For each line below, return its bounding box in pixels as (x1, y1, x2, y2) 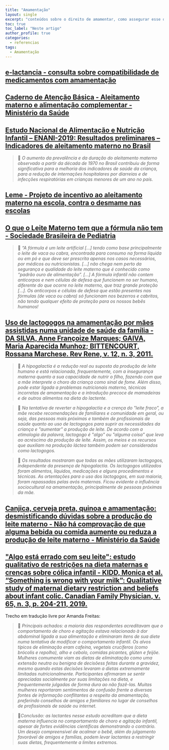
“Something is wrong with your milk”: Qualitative (5, 576, 162, 585)
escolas (5, 207, 31, 215)
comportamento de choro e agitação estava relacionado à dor (17, 628, 148, 634)
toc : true (5, 21, 26, 27)
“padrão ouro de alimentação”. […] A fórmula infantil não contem (17, 272, 153, 278)
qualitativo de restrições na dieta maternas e (5, 560, 148, 569)
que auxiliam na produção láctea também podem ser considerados (17, 442, 158, 448)
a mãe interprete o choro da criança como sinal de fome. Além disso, (17, 379, 162, 385)
